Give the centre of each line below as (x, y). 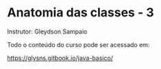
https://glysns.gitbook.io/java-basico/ (60, 58)
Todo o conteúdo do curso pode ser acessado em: (78, 44)
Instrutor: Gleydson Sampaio (47, 31)
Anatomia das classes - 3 (80, 13)
